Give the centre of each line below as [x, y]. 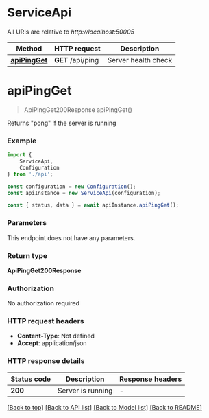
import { [20, 155]
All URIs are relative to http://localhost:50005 [71, 32]
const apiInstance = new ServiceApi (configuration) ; [84, 193]
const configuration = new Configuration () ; [72, 187]
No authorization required [44, 303]
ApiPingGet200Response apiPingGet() [78, 109]
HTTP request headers [46, 321]
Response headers [150, 379]
